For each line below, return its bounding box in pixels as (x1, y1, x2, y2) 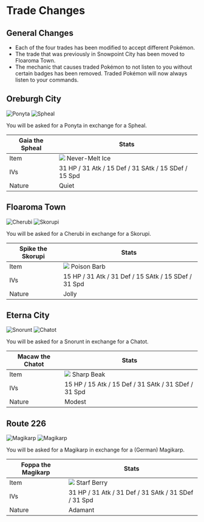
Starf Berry (76, 478, 108, 487)
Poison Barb (70, 262, 106, 270)
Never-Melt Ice (66, 154, 111, 162)
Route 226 (6, 418, 47, 428)
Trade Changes (6, 4, 86, 18)
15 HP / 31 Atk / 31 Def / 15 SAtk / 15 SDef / (63, 272, 192, 280)
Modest (64, 397, 87, 406)
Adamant (68, 506, 95, 514)
